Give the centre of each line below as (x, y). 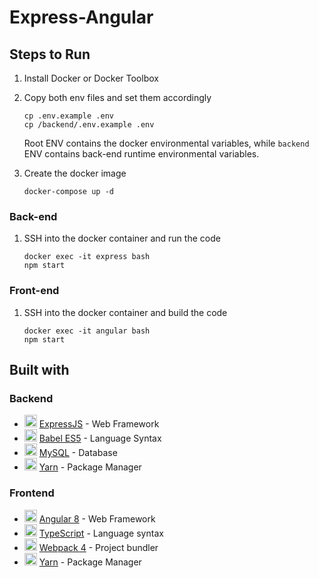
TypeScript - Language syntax (101, 533)
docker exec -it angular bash (87, 331)
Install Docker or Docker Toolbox (91, 78)
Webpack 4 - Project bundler (98, 547)
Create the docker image (75, 173)
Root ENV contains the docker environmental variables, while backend (166, 143)
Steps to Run (50, 54)
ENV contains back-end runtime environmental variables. (141, 154)
